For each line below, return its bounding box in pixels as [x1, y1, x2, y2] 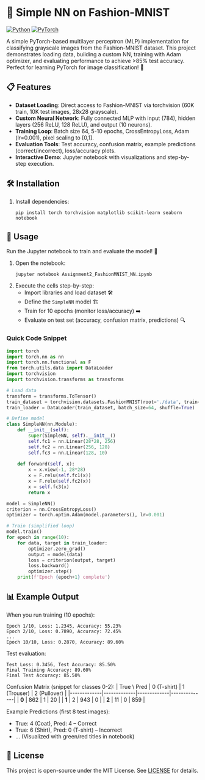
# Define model [6, 415, 45, 422]
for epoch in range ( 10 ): [6, 535, 70, 541]
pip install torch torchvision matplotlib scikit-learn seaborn [15, 209, 182, 216]
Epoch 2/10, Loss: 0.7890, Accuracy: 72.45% [6, 628, 121, 634]
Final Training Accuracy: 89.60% [6, 667, 92, 673]
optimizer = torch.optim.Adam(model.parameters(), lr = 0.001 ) [6, 512, 165, 518]
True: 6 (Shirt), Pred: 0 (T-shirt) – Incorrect [15, 726, 123, 734]
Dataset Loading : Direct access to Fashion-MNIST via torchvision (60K [15, 101, 195, 109]
